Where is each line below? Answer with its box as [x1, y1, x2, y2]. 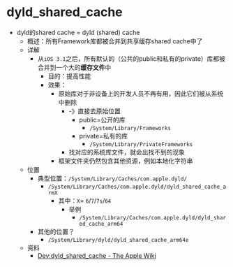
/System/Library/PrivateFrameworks [89, 140, 193, 147]
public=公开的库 [79, 115, 126, 124]
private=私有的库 [79, 131, 128, 140]
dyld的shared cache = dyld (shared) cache [16, 28, 140, 36]
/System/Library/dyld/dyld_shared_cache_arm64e [47, 236, 189, 243]
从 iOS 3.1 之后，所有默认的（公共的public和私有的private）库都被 [37, 54, 226, 63]
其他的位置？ [37, 227, 75, 236]
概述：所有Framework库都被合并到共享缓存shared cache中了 [27, 36, 203, 45]
